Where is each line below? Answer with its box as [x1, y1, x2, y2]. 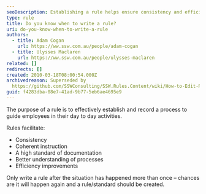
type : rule [6, 15, 34, 21]
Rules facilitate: [6, 124, 45, 131]
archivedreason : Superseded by [6, 77, 86, 83]
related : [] [6, 60, 37, 66]
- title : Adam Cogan [12, 37, 64, 44]
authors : [6, 32, 29, 38]
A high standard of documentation [15, 149, 102, 157]
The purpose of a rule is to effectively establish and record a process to [6, 106, 188, 113]
